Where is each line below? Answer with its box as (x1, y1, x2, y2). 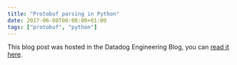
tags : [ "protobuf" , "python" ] (7, 23, 98, 30)
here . (7, 50, 23, 59)
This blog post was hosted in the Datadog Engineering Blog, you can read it (7, 43, 230, 52)
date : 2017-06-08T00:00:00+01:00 (7, 17, 107, 24)
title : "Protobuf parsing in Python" (7, 10, 120, 18)
